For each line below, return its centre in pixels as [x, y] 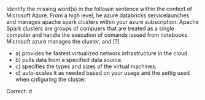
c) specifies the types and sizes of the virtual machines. [86, 66]
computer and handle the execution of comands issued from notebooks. [98, 35]
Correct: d [19, 91]
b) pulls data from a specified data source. [69, 60]
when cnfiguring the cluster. [51, 79]
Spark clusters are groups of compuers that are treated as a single [91, 28]
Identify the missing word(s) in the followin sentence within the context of [99, 9]
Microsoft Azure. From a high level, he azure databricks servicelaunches [98, 15]
